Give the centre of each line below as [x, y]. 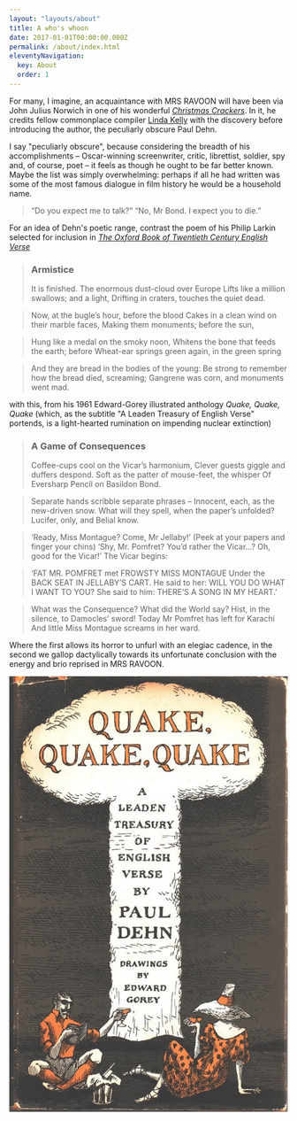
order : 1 [33, 75]
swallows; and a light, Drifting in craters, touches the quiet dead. [148, 298]
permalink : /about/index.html [65, 47]
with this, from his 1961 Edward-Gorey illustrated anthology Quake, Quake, [145, 405]
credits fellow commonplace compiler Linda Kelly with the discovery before [146, 120]
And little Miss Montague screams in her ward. [115, 628]
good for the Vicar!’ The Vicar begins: [99, 556]
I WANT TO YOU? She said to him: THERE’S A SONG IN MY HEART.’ [154, 592]
